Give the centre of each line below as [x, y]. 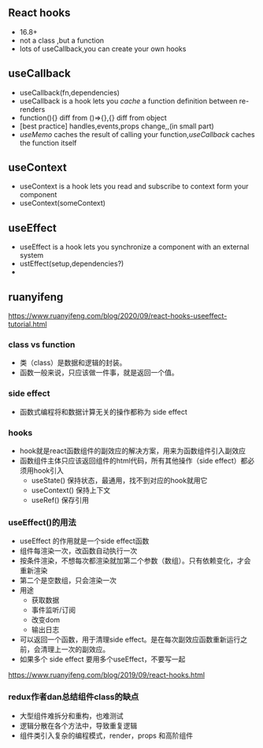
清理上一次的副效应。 [75, 649]
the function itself [48, 143]
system [31, 255]
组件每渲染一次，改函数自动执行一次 [78, 551]
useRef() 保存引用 [60, 500]
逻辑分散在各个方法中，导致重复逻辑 [78, 725]
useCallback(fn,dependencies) [70, 92]
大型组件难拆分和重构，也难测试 [71, 716]
